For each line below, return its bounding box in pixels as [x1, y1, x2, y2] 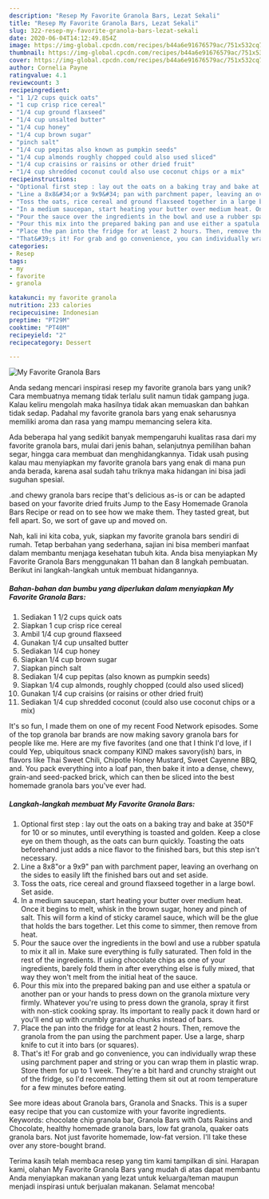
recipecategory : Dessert [9, 338, 92, 346]
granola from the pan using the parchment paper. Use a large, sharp [20, 1032, 245, 1041]
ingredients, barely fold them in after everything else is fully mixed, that [20, 964, 255, 973]
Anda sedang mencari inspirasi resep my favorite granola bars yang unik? [9, 383, 251, 393]
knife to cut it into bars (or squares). [20, 1041, 139, 1050]
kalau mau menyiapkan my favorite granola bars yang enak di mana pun [9, 458, 246, 468]
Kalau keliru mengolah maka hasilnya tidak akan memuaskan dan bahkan [9, 400, 250, 410]
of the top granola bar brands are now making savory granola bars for [9, 729, 239, 740]
